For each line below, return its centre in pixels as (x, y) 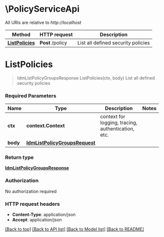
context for (113, 117)
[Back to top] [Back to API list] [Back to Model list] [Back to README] (74, 229)
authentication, (117, 129)
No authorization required (31, 191)
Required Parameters (31, 96)
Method (21, 34)
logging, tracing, (119, 123)
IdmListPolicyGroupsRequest (61, 143)
